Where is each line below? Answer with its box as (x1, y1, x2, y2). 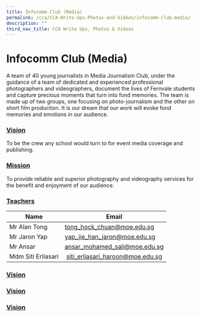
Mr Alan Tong (9, 223, 48, 231)
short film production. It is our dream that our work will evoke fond (6, 104, 171, 112)
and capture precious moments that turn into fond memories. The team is (6, 92, 189, 99)
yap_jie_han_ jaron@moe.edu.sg (64, 233, 156, 241)
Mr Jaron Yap (9, 233, 48, 241)
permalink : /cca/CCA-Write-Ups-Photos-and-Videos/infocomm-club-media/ (6, 15, 191, 21)
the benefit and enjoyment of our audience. (6, 182, 115, 189)
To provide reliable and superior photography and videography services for (6, 175, 194, 182)
